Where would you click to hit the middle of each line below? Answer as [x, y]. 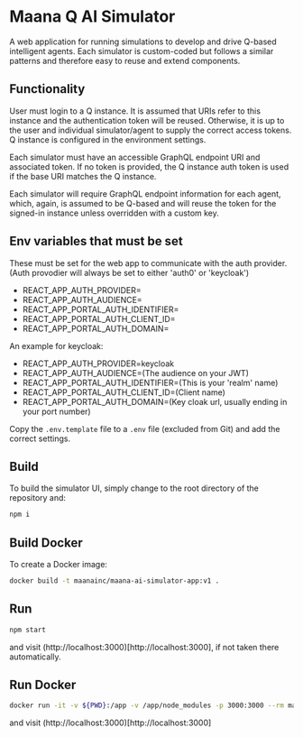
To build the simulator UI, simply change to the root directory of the [134, 488]
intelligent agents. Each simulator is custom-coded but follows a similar [142, 51]
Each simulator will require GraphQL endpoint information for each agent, [145, 193]
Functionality [47, 89]
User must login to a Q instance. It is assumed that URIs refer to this [135, 111]
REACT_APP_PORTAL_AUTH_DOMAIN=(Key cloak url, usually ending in [155, 401]
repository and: [37, 498]
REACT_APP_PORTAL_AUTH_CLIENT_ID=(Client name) [124, 392]
